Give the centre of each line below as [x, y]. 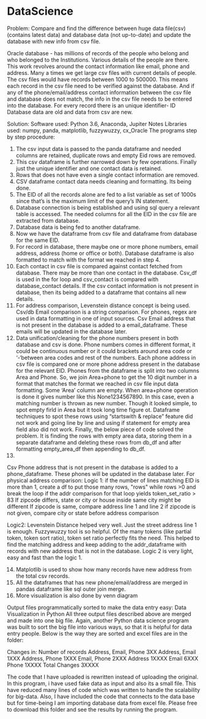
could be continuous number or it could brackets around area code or [104, 351]
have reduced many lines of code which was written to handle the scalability [104, 690]
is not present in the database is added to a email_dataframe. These [101, 325]
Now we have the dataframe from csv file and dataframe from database [106, 233]
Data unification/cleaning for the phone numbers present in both [97, 338]
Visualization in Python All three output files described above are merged [99, 614]
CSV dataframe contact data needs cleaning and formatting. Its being [104, 181]
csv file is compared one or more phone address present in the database [108, 364]
